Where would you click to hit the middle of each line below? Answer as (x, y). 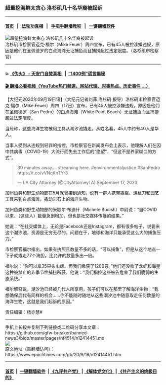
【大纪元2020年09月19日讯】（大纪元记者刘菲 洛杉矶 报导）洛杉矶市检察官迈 (83, 99)
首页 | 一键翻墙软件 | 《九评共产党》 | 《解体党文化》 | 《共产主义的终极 (79, 371)
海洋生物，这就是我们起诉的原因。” (40, 302)
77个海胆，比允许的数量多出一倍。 (62, 256)
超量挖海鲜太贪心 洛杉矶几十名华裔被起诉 (54, 7)
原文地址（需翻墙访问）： (30, 349)
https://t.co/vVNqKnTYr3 (42, 173)
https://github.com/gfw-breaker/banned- (47, 333)
